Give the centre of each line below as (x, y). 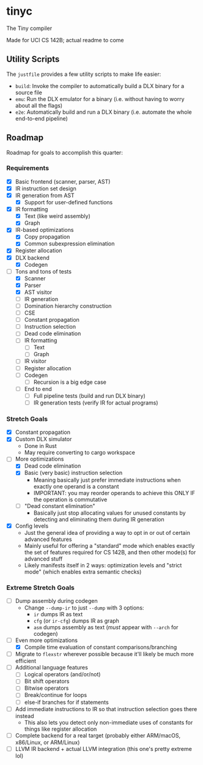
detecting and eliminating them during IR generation (99, 519)
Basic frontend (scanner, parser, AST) (63, 181)
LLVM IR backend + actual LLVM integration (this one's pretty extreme (104, 748)
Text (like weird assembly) (57, 216)
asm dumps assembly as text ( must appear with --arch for (106, 627)
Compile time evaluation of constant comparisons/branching (101, 647)
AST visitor (38, 292)
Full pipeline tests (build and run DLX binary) (89, 395)
